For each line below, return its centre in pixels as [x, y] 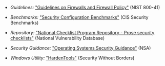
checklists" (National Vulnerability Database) [57, 38]
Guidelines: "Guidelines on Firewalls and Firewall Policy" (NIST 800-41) [85, 7]
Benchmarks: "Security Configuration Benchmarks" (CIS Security [79, 17]
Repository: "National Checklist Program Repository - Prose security [82, 32]
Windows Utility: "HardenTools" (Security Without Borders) [72, 58]
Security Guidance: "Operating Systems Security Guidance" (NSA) [80, 48]
